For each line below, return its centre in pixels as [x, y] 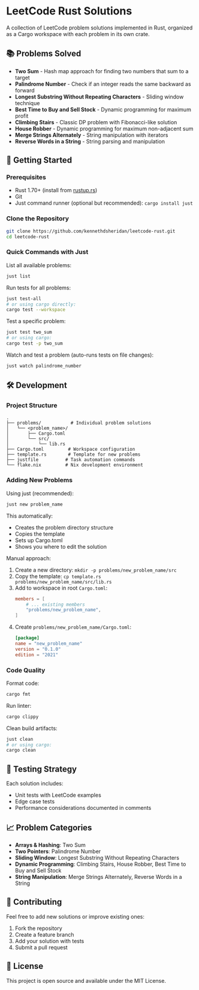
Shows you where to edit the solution [61, 546]
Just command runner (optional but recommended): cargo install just [104, 203]
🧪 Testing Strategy [41, 769]
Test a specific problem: [36, 321]
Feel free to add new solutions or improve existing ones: [76, 916]
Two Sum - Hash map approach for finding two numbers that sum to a [102, 71]
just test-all [24, 298]
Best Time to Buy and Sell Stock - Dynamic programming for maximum [103, 109]
